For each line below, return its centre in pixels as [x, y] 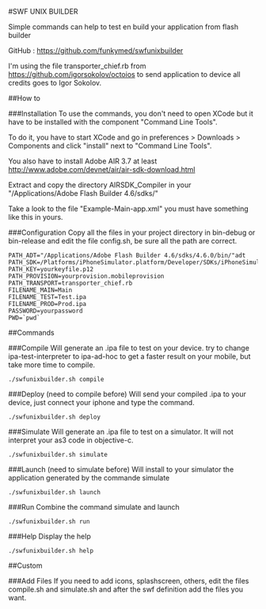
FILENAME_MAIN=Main [40, 290]
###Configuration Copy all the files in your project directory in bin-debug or [132, 232]
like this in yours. [36, 217]
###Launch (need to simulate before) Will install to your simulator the [121, 469]
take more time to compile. [52, 365]
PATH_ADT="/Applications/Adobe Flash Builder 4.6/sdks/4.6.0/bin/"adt [127, 255]
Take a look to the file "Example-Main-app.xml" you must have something [129, 209]
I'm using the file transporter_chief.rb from [77, 66]
